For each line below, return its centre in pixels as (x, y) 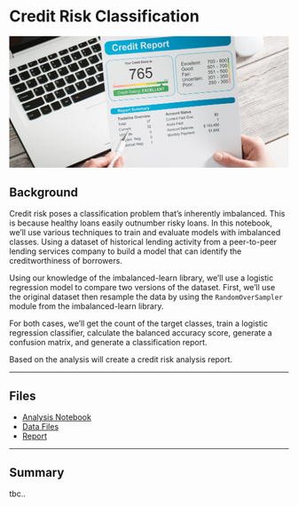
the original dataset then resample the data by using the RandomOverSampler (146, 297)
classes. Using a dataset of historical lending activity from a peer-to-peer (143, 242)
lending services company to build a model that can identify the (125, 251)
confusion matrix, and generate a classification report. (108, 343)
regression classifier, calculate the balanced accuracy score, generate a (141, 333)
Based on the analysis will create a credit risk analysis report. (121, 360)
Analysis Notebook (56, 417)
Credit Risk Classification (104, 16)
